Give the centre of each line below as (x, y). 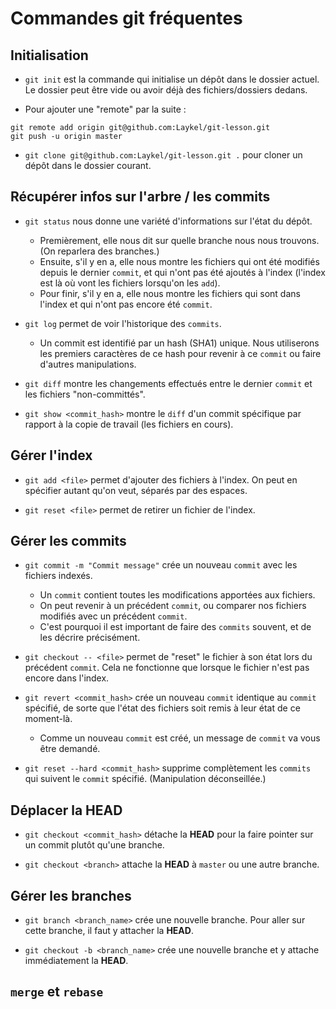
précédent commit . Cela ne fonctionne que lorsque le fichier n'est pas (167, 668)
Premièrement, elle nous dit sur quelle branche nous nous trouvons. (179, 240)
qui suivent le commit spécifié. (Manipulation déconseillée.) (145, 779)
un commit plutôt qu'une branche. (94, 845)
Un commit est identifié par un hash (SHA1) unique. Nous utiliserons (179, 343)
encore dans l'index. (67, 678)
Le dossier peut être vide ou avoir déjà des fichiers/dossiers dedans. (166, 90)
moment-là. (48, 719)
